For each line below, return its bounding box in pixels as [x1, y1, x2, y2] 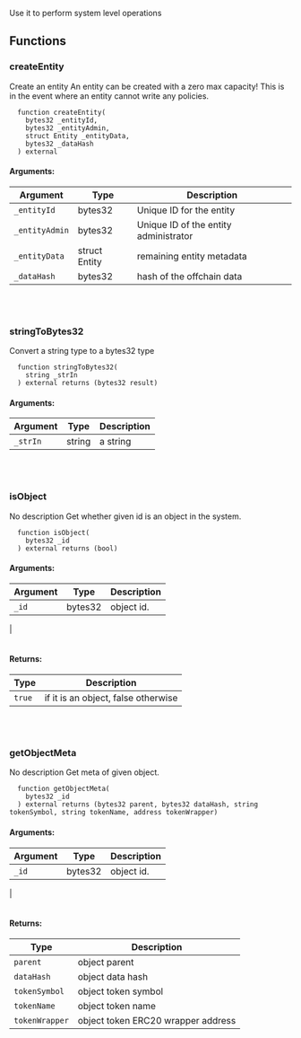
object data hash [77, 970, 149, 982]
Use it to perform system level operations [9, 8, 162, 18]
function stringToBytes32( [17, 363, 118, 372]
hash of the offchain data [137, 269, 243, 282]
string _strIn [25, 371, 78, 380]
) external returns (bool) [17, 543, 118, 553]
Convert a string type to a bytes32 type [9, 346, 155, 356]
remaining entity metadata [137, 250, 248, 262]
